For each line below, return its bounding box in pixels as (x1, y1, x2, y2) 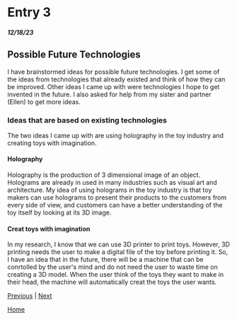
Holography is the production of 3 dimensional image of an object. (7, 171, 201, 179)
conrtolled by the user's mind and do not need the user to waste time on (7, 263, 218, 271)
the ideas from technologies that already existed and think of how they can (7, 75, 226, 84)
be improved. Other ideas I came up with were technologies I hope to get (7, 82, 220, 91)
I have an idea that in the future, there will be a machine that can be (7, 256, 204, 264)
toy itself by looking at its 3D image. (7, 208, 112, 217)
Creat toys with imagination (7, 224, 91, 233)
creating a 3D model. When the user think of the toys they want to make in (7, 270, 224, 279)
